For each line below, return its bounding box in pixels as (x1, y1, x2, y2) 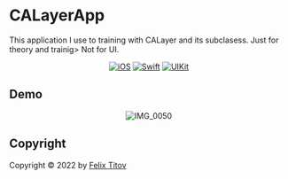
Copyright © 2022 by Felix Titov (9, 160, 127, 170)
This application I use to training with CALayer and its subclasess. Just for (9, 35, 279, 45)
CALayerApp (9, 5, 105, 26)
